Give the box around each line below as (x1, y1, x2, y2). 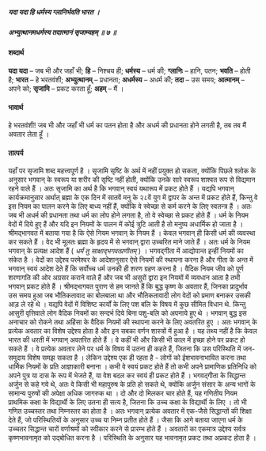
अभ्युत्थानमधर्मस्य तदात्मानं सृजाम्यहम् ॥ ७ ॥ (8, 27, 116, 36)
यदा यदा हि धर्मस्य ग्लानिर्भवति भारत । (8, 7, 101, 17)
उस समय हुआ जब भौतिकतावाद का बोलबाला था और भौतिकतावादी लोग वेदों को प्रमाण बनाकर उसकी (8, 290, 251, 301)
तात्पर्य (8, 148, 24, 157)
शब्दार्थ (8, 48, 25, 58)
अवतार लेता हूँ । (8, 130, 50, 139)
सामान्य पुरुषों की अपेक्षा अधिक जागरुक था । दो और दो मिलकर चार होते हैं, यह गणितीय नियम (8, 388, 237, 398)
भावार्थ (8, 102, 24, 112)
